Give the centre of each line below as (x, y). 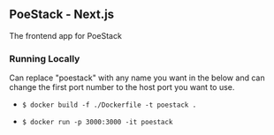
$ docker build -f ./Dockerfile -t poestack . (109, 105)
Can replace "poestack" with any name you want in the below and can (137, 78)
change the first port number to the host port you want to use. (122, 87)
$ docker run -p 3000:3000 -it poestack (97, 123)
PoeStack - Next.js (62, 15)
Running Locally (45, 58)
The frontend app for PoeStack (65, 35)
